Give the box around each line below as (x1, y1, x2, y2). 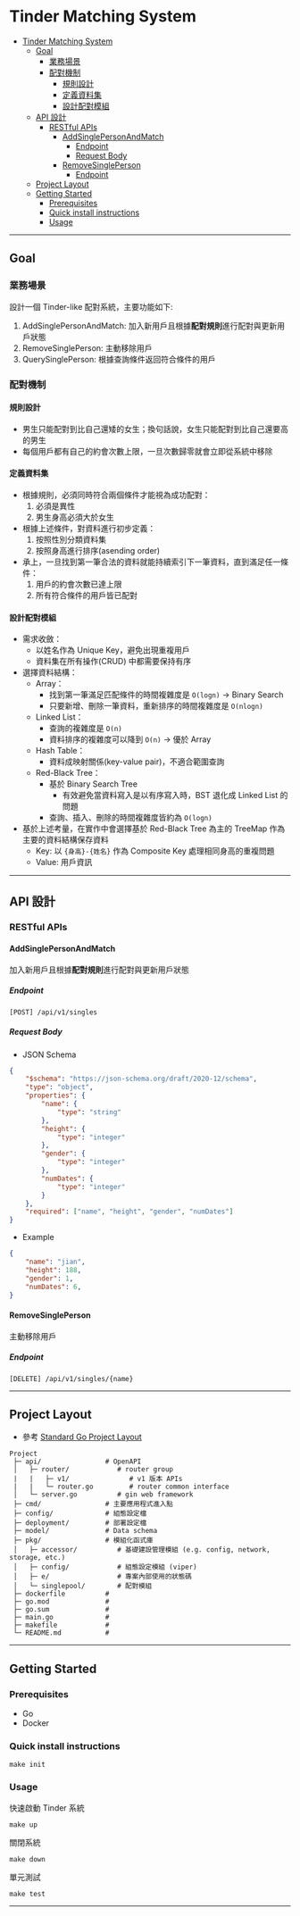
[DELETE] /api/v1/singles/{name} (9, 1374, 134, 1383)
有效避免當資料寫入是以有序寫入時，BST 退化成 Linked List (62, 790, 279, 801)
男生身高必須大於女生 (35, 512, 114, 522)
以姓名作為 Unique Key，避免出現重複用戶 (35, 645, 190, 655)
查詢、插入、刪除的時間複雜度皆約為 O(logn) (48, 812, 212, 823)
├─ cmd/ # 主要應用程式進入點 (12, 1500, 174, 1509)
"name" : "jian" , (25, 1257, 87, 1267)
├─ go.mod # (12, 1597, 110, 1606)
